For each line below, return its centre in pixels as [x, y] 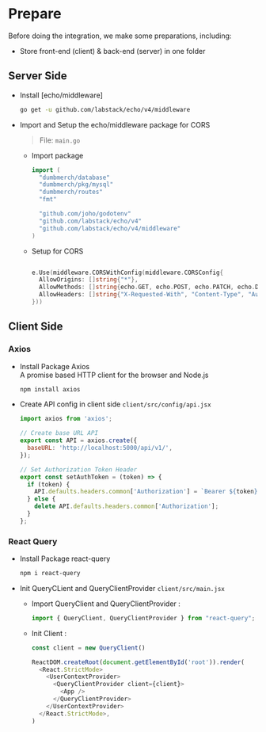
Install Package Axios [54, 366]
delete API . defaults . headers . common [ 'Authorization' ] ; [127, 507]
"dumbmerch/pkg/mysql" [76, 185]
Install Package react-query [65, 559]
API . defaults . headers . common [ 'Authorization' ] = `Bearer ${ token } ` [148, 492]
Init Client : [49, 633]
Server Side [38, 76]
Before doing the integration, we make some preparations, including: [120, 36]
